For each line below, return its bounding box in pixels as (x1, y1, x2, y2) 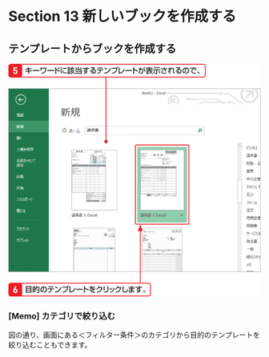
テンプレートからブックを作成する (8, 42, 177, 55)
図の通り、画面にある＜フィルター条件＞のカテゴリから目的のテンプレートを (8, 330, 260, 340)
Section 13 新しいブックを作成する (8, 7, 237, 26)
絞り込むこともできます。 (8, 340, 92, 350)
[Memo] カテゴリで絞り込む (8, 311, 116, 322)
